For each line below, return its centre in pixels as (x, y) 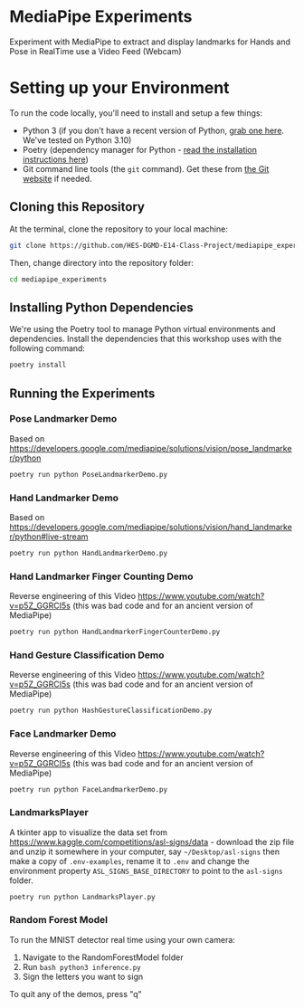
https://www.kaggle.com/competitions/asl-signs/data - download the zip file (152, 842)
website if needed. (57, 178)
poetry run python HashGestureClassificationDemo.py (111, 711)
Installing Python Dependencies (102, 307)
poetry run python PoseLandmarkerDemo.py (89, 474)
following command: (47, 348)
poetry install (38, 365)
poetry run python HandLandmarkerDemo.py (89, 553)
